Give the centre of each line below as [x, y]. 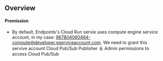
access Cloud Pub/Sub [35, 54]
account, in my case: [33, 37]
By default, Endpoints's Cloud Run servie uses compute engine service [85, 32]
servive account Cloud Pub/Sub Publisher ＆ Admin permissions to [81, 48]
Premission [17, 21]
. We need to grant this [124, 42]
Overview [20, 8]
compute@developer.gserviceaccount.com [56, 42]
